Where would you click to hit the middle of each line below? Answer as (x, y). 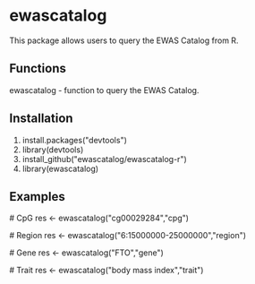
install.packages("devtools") (75, 140)
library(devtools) (53, 150)
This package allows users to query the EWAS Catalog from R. (124, 40)
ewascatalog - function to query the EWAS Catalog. (104, 90)
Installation (41, 119)
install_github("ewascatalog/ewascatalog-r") (105, 159)
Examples (37, 197)
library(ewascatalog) (60, 168)
